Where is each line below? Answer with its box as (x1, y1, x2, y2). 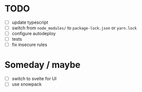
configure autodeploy (11, 31, 56, 37)
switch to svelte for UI (11, 76, 57, 82)
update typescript (11, 19, 48, 25)
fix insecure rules (11, 42, 47, 47)
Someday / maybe (4, 59, 81, 71)
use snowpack (11, 81, 42, 87)
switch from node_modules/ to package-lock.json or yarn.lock (11, 25, 137, 31)
